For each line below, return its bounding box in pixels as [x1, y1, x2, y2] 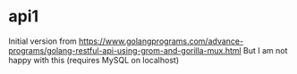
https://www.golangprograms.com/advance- [78, 36, 243, 46]
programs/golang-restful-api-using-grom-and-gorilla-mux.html [8, 45, 242, 55]
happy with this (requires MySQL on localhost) [8, 54, 180, 65]
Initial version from [8, 36, 77, 46]
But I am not [243, 45, 288, 55]
